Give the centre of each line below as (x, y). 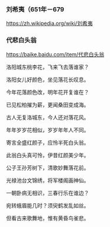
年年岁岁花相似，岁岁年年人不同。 (48, 130)
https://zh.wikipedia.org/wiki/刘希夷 (50, 23)
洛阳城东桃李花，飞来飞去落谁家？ (48, 67)
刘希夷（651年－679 (35, 9)
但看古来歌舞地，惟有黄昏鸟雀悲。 (48, 218)
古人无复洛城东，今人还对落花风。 (48, 117)
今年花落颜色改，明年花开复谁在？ (48, 92)
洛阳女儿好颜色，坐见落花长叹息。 (48, 79)
